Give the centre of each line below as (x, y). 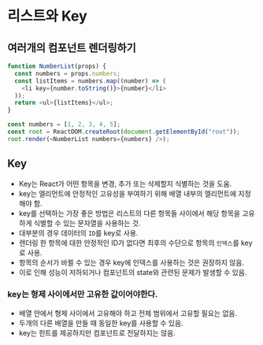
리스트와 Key (47, 16)
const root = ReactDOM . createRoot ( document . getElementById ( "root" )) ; (124, 132)
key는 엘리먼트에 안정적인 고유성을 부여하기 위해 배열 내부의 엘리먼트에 (128, 193)
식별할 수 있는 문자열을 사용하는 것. (87, 223)
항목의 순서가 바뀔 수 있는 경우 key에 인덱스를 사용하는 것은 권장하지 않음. (131, 262)
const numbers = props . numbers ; (68, 73)
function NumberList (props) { (57, 66)
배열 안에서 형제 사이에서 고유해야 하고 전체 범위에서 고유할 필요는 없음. (128, 313)
